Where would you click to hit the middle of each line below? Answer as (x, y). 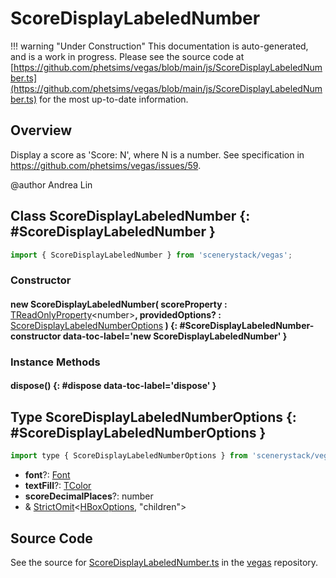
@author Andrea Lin (51, 184)
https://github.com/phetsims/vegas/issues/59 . (106, 165)
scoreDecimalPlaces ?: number (89, 496)
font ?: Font (47, 475)
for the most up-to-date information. (114, 99)
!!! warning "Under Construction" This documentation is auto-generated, (159, 46)
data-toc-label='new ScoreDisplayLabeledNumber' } (175, 336)
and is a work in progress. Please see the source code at (127, 56)
